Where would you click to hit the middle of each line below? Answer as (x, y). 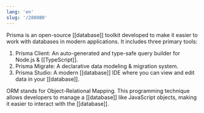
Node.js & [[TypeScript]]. (46, 60)
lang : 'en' (20, 12)
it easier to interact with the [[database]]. (58, 103)
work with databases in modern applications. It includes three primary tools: (102, 41)
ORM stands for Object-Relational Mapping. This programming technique (98, 91)
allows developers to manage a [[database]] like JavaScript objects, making (102, 97)
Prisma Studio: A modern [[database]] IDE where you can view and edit (105, 72)
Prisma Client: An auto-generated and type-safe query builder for (97, 53)
